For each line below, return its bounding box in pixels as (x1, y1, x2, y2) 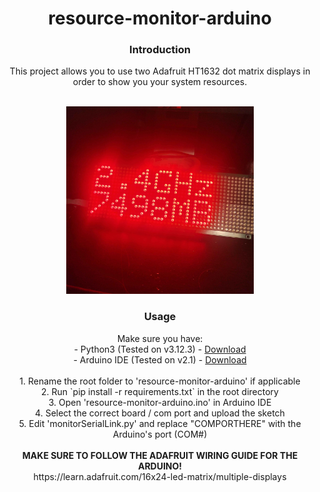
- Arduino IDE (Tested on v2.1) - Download (73, 353, 247, 366)
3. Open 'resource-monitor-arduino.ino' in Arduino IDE (48, 396, 272, 408)
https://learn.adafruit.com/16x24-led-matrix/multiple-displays (33, 470, 287, 482)
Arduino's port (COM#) (112, 428, 208, 440)
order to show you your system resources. (72, 76, 248, 88)
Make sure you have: (116, 332, 204, 344)
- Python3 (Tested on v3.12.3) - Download (73, 343, 247, 355)
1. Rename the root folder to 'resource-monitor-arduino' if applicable (19, 375, 301, 387)
